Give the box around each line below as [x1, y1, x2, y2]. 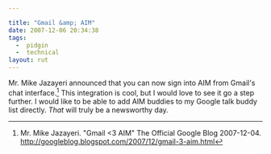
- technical [15, 49, 60, 57]
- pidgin [15, 41, 48, 49]
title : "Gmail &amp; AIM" [8, 18, 95, 26]
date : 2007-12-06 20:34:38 [8, 26, 99, 34]
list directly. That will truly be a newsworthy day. [8, 105, 169, 115]
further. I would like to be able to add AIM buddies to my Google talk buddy [8, 96, 258, 106]
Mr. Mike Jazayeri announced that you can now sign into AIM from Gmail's [8, 78, 256, 87]
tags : [8, 34, 27, 42]
